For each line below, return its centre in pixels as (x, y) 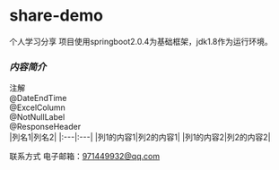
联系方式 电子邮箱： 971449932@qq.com (84, 157)
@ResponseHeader (45, 127)
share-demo (56, 16)
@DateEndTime (38, 98)
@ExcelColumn (37, 107)
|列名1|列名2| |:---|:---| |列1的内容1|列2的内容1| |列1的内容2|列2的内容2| (140, 137)
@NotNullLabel (37, 117)
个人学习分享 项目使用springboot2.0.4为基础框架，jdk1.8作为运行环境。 (141, 41)
